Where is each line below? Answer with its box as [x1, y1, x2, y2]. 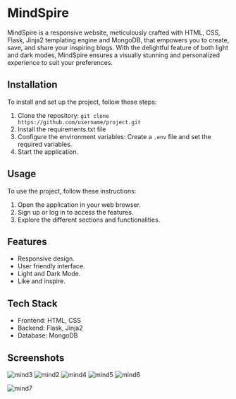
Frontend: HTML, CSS [17, 316, 81, 325]
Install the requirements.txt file [17, 125, 106, 133]
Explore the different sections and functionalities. [17, 215, 161, 224]
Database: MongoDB [17, 331, 78, 340]
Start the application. [17, 147, 79, 156]
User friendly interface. [17, 262, 85, 270]
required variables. [17, 140, 73, 148]
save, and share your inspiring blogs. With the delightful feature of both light [7, 43, 229, 52]
